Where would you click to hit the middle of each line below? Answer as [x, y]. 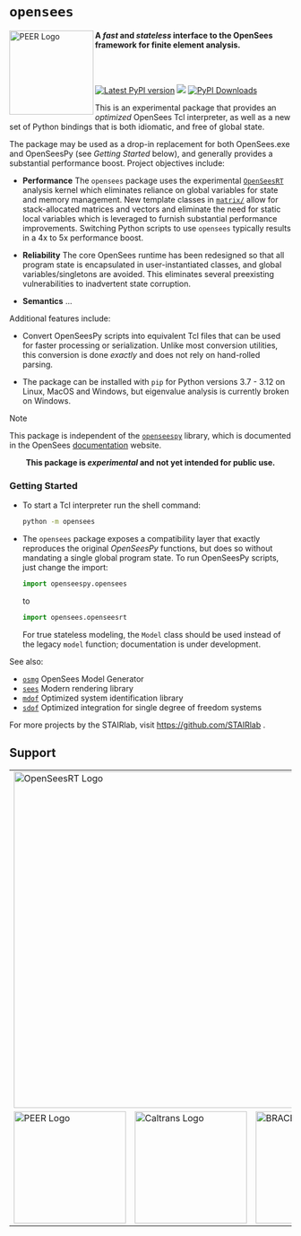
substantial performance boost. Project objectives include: [117, 163]
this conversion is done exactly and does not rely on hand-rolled [141, 354]
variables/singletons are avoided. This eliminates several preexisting [148, 274]
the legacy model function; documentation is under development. [142, 644]
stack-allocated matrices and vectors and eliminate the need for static [151, 209]
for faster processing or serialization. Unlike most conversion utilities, [150, 345]
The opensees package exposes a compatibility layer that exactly [141, 539]
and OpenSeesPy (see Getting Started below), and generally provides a [141, 153]
